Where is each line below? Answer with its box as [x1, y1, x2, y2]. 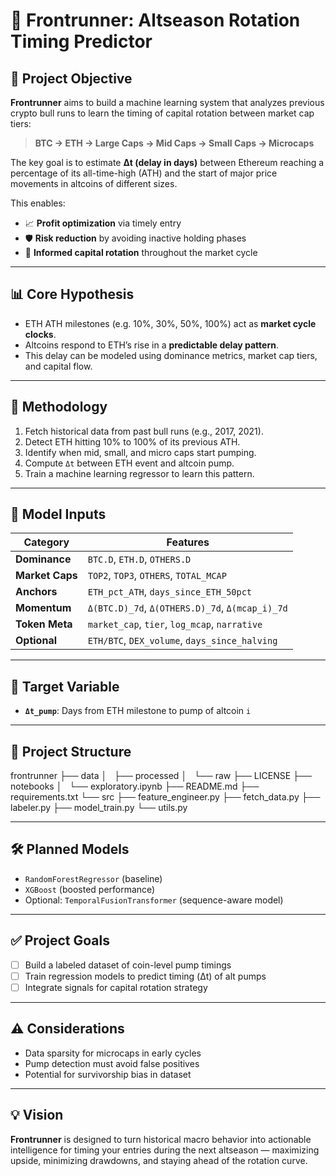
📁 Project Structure [10, 743, 132, 760]
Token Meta [15, 617, 73, 631]
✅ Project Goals [10, 932, 110, 949]
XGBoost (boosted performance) [24, 883, 156, 895]
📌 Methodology [10, 399, 108, 416]
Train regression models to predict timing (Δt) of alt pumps [24, 970, 267, 982]
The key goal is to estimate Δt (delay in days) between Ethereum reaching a [10, 157, 325, 168]
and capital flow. [24, 360, 93, 372]
